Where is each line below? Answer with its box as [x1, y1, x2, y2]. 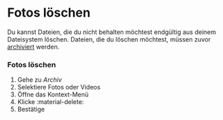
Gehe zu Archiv [17, 76, 62, 84]
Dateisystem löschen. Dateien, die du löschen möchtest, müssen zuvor [7, 35, 211, 43]
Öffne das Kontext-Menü [17, 90, 89, 98]
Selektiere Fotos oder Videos [17, 83, 101, 92]
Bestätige [17, 105, 45, 114]
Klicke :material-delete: [17, 98, 84, 106]
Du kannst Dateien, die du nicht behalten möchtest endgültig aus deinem [7, 28, 216, 36]
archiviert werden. [7, 42, 60, 51]
